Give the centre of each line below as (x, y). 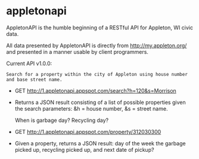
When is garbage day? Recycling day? (62, 120)
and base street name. (34, 79)
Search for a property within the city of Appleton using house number (97, 74)
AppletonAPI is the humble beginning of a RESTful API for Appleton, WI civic (100, 27)
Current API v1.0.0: (29, 63)
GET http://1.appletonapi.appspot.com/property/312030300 (88, 132)
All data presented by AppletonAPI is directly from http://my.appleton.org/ (97, 45)
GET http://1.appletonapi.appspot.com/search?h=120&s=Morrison (96, 90)
